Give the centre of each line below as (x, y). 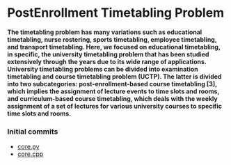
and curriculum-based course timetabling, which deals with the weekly (112, 98)
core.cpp (30, 154)
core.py (28, 147)
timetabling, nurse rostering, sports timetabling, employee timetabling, (112, 39)
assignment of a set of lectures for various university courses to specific (115, 106)
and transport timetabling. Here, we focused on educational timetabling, (114, 47)
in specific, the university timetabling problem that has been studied (108, 54)
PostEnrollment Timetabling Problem (116, 13)
